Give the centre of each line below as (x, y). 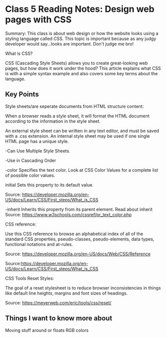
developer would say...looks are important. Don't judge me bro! (69, 44)
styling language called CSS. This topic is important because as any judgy (81, 39)
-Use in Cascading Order (30, 160)
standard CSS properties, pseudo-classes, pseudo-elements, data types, (80, 239)
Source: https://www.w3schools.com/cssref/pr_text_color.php (69, 214)
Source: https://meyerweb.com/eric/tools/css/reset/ (58, 302)
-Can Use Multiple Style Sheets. (38, 151)
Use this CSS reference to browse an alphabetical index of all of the (74, 234)
